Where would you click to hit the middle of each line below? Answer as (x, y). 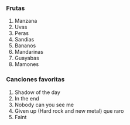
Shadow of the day (37, 92)
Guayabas (27, 58)
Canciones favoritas (35, 79)
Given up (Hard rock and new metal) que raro (69, 111)
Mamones (27, 64)
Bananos (25, 46)
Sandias (24, 40)
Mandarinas (29, 52)
